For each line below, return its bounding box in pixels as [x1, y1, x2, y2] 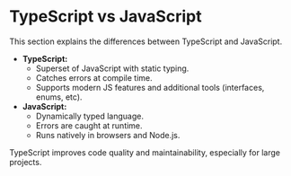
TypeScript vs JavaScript [9, 6, 202, 27]
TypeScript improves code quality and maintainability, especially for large [9, 146, 281, 158]
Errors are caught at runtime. [35, 119, 143, 131]
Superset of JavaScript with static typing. [35, 63, 190, 74]
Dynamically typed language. [35, 110, 144, 121]
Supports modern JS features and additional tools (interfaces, [35, 82, 265, 92]
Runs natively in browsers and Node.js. [35, 129, 181, 140]
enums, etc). [35, 92, 83, 102]
